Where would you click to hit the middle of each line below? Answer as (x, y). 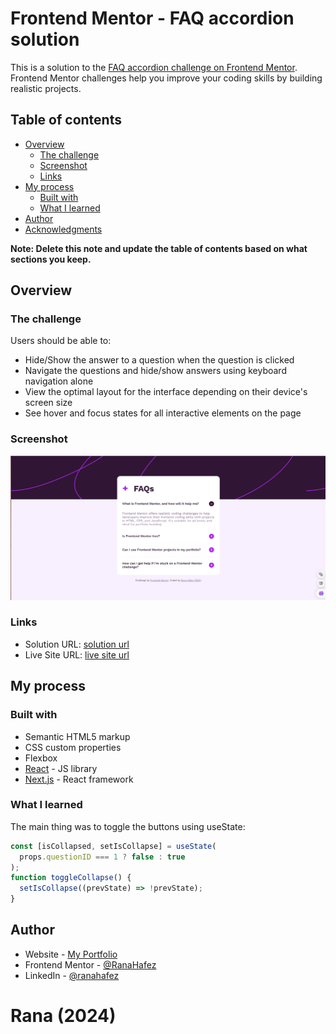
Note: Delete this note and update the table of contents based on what (159, 248)
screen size (48, 403)
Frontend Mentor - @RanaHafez (90, 964)
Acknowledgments (63, 229)
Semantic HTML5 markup (77, 736)
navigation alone (59, 381)
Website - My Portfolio (71, 954)
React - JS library (61, 768)
